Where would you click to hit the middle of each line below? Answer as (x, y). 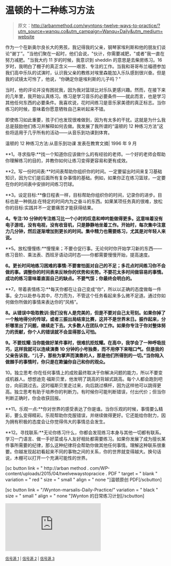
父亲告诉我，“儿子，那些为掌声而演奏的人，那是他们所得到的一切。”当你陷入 (85, 355)
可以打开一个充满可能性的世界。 (56, 458)
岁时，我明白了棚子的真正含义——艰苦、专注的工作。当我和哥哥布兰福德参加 (85, 66)
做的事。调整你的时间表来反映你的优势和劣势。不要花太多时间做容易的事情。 (85, 272)
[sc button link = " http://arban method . (47, 468)
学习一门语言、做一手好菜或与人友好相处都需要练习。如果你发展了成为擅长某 (85, 439)
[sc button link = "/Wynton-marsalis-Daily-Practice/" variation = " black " (82, 490)
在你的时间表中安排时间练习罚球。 (41, 184)
